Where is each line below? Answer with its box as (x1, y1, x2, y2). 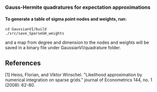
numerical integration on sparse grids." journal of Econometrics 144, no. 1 (5, 77, 153, 83)
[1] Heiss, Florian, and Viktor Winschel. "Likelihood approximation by (5, 72, 142, 77)
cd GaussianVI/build (5, 27, 47, 32)
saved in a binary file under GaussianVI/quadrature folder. (5, 45, 121, 51)
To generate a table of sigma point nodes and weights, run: (5, 16, 127, 22)
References (5, 59, 41, 67)
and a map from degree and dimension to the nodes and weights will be (5, 39, 149, 45)
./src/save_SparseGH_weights (5, 31, 64, 36)
